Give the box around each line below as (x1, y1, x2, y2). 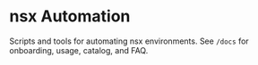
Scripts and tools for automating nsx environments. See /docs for (9, 36, 249, 46)
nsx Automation (9, 6, 131, 27)
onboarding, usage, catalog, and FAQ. (9, 45, 149, 55)
